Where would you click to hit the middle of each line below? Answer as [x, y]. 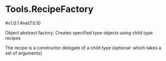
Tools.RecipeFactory [49, 9]
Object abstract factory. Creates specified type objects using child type [79, 32]
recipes [13, 38]
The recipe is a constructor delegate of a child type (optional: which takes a [83, 47]
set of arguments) [24, 53]
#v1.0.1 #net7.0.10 [23, 23]
